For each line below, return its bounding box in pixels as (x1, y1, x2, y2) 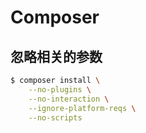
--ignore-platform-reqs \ (28, 103, 137, 113)
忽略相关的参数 (10, 48, 103, 65)
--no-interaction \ (28, 94, 110, 104)
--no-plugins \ (28, 84, 92, 95)
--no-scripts (28, 112, 83, 123)
